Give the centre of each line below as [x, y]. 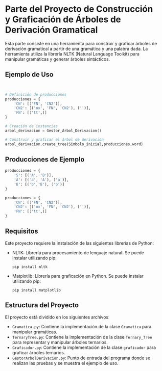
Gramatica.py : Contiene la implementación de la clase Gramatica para [82, 326]
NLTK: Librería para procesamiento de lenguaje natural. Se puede [78, 252]
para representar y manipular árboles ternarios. [60, 342]
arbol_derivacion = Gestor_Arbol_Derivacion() [53, 131]
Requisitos [22, 231]
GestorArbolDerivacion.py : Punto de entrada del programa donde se [81, 358]
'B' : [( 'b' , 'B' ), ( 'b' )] [39, 184]
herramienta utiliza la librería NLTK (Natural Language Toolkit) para [72, 54]
